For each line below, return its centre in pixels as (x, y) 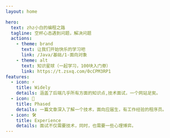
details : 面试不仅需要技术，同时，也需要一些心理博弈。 (76, 126)
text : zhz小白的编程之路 (38, 28)
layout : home (21, 11)
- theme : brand (35, 44)
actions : (21, 39)
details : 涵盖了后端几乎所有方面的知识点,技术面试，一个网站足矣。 (89, 93)
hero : (12, 22)
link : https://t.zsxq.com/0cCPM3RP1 (66, 71)
